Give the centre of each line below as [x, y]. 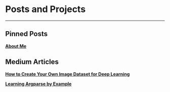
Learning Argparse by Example [38, 83]
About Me [16, 46]
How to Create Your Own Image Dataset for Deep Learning [68, 74]
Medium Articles [32, 62]
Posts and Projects [46, 9]
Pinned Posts [27, 34]
